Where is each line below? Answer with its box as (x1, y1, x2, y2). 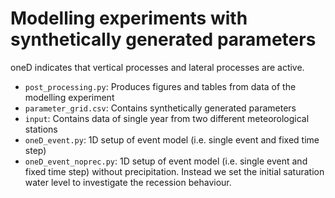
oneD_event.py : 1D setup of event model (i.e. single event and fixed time (24, 133, 320, 146)
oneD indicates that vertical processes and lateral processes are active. (10, 61, 305, 73)
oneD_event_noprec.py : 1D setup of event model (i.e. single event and (24, 155, 308, 167)
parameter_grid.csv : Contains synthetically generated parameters (24, 102, 297, 114)
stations (24, 123, 58, 135)
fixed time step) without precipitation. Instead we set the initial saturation (24, 165, 325, 177)
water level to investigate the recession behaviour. (24, 176, 232, 188)
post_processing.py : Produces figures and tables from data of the (24, 80, 297, 92)
